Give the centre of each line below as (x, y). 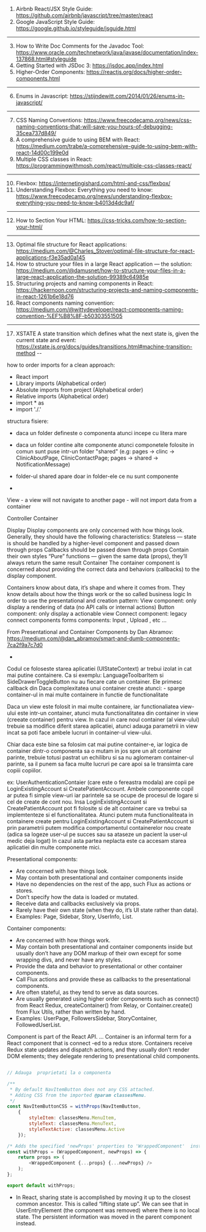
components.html (38, 78)
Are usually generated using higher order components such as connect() (107, 999)
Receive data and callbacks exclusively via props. (78, 903)
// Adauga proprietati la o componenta (59, 1073)
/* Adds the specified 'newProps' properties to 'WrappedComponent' (96, 1146)
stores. (24, 890)
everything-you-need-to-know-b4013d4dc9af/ (75, 203)
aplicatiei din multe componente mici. (54, 847)
